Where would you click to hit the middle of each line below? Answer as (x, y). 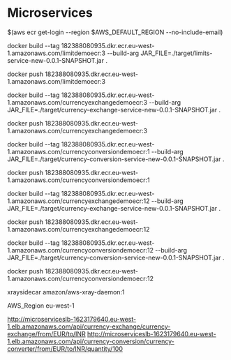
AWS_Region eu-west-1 (41, 306)
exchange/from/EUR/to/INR (46, 333)
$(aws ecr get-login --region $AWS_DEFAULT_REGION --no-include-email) (115, 32)
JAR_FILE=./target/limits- (177, 53)
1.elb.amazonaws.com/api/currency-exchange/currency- (89, 327)
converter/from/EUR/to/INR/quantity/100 (65, 348)
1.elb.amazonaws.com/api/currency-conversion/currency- (91, 341)
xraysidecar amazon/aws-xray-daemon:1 (66, 292)
